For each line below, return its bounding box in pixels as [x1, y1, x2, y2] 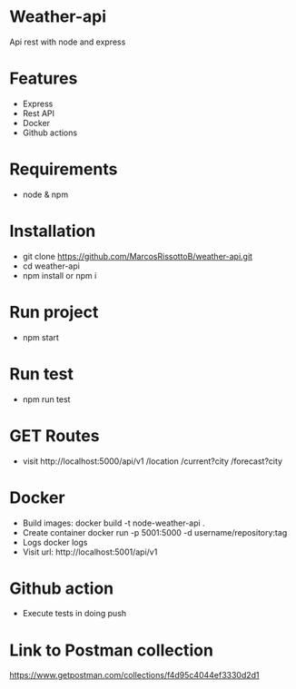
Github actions [22, 127, 78, 138]
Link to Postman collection [9, 640, 213, 660]
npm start [22, 331, 59, 342]
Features [9, 68, 78, 89]
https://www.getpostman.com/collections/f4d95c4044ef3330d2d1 [9, 670, 261, 681]
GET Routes [9, 425, 100, 446]
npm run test [22, 393, 71, 405]
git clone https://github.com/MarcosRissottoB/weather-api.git [22, 251, 252, 261]
